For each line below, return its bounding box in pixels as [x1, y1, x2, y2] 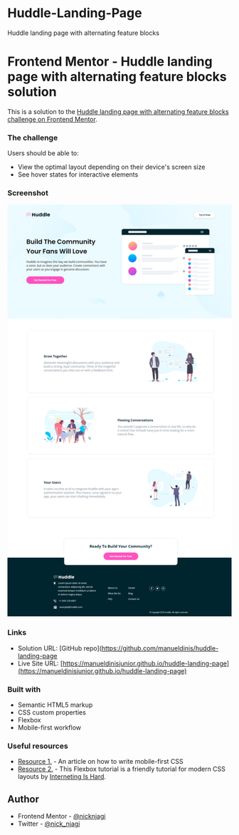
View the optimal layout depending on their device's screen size [17, 162, 206, 172]
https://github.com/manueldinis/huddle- [101, 643, 219, 653]
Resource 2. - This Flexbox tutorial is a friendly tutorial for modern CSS [17, 764, 226, 774]
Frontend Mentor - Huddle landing [7, 53, 213, 70]
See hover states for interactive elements [17, 170, 139, 179]
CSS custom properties [17, 707, 87, 717]
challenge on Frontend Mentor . [7, 115, 97, 123]
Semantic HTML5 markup [17, 700, 93, 709]
